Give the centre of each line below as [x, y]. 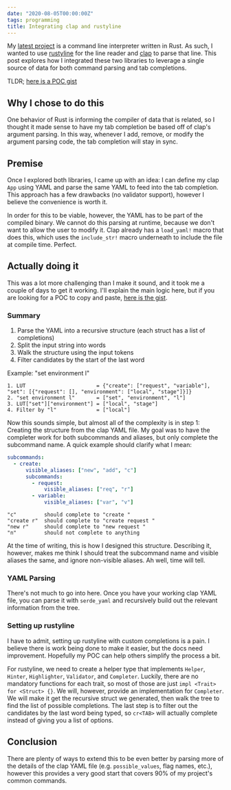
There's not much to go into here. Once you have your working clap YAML [112, 593]
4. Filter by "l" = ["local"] [69, 410]
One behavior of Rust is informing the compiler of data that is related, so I [111, 120]
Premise [25, 163]
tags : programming [33, 20]
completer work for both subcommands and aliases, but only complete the [113, 437]
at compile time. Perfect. [42, 245]
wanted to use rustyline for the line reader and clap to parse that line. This [112, 53]
